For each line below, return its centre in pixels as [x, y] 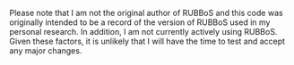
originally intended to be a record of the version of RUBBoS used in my [140, 22]
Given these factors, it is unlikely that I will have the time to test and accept [147, 41]
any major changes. [46, 51]
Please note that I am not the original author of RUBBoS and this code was [147, 13]
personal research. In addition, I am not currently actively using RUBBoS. [143, 32]
